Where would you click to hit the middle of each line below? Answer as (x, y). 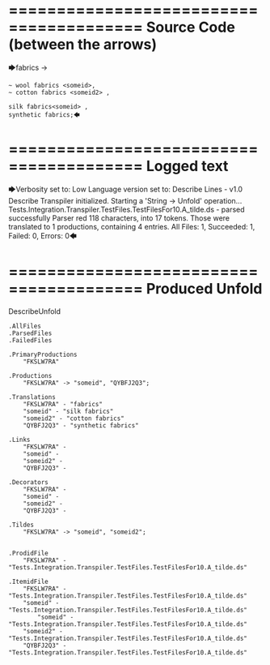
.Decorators (28, 482)
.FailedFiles (30, 340)
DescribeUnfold (35, 311)
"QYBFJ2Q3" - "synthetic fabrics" (81, 425)
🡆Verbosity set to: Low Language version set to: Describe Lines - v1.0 (126, 189)
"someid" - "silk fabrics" (68, 411)
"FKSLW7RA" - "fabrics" (63, 404)
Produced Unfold (204, 289)
